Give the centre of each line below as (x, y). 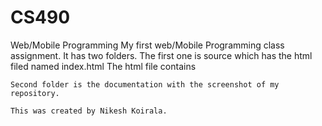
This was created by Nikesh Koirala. (89, 111)
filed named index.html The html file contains (103, 66)
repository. (35, 93)
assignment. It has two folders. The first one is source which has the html (161, 55)
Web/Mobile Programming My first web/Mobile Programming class (147, 45)
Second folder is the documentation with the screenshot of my (145, 84)
